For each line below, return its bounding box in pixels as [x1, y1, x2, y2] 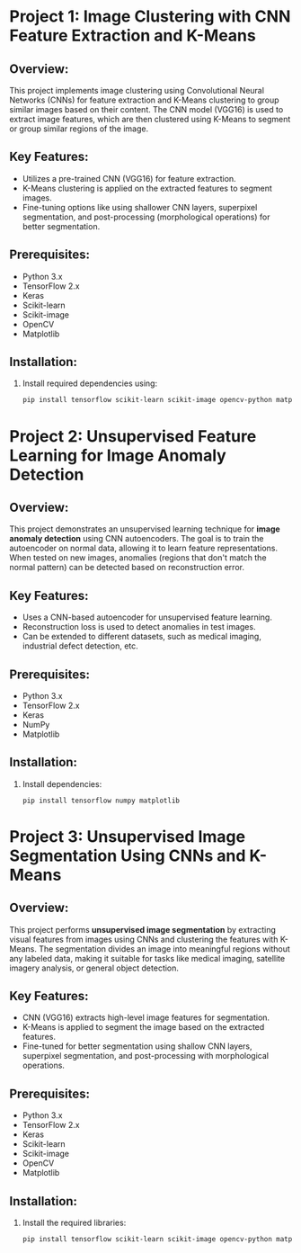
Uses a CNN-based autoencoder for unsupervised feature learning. [22, 612, 272, 622]
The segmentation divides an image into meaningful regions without [39, 943, 290, 954]
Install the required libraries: [22, 1217, 127, 1229]
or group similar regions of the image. [9, 123, 149, 134]
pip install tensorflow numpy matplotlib [22, 796, 180, 805]
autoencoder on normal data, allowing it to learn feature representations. [9, 542, 279, 554]
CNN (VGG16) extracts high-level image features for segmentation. [22, 1012, 270, 1023]
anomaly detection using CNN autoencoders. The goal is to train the [9, 533, 264, 544]
